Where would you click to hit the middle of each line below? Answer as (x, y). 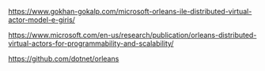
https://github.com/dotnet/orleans (64, 59)
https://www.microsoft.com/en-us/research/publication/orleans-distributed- (132, 35)
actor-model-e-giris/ (42, 20)
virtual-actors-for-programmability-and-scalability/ (91, 43)
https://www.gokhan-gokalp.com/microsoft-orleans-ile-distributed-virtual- (130, 11)
